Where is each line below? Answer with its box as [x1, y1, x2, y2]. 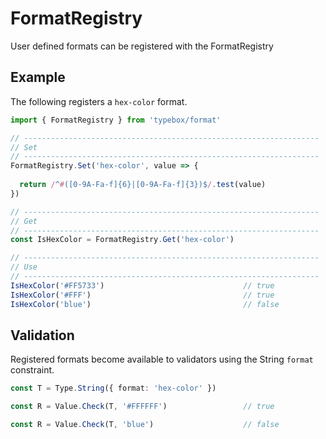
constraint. [10, 364, 55, 376]
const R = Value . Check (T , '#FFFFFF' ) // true [10, 402, 275, 412]
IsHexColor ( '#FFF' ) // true [10, 290, 275, 300]
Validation [10, 327, 75, 344]
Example [10, 69, 66, 86]
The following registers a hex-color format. [10, 95, 188, 107]
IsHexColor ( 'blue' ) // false [10, 299, 280, 309]
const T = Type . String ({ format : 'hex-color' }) [10, 383, 217, 394]
